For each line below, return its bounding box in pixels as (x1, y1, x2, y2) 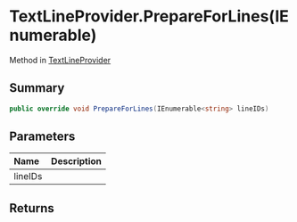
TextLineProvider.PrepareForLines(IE (9, 6, 290, 27)
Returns (9, 201, 55, 216)
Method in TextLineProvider (9, 54, 111, 65)
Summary (9, 80, 65, 95)
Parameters (9, 129, 76, 144)
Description (50, 155, 103, 168)
